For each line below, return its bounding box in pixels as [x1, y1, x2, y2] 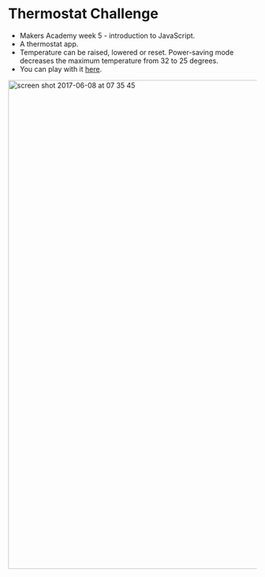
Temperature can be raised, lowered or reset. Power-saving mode [19, 47, 234, 57]
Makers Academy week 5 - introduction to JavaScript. [19, 31, 196, 40]
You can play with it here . [19, 64, 103, 73]
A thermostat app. [19, 39, 79, 48]
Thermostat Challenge [8, 5, 159, 23]
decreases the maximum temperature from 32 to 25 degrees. [19, 56, 218, 65]
